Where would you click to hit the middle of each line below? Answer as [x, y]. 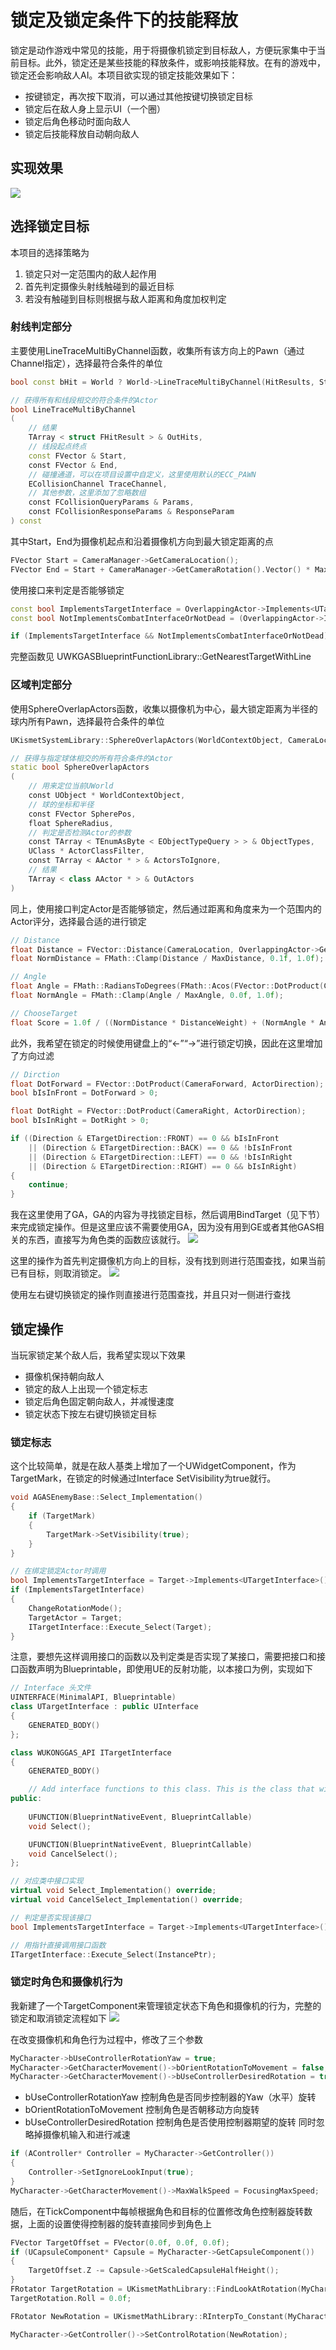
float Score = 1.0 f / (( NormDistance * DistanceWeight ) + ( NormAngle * [163, 1022]
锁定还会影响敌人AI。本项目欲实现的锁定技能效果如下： [124, 75]
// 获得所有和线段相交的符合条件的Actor [84, 400]
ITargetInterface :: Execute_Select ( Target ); [120, 1627]
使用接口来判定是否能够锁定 [67, 590]
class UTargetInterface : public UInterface [104, 1707]
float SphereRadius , [71, 823]
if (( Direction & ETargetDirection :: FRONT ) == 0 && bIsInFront [145, 1139]
